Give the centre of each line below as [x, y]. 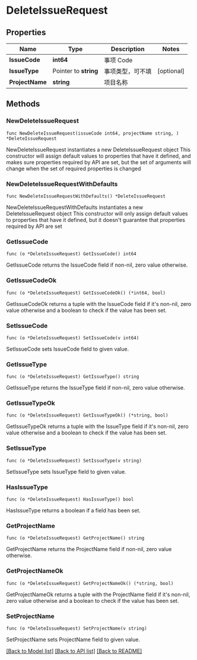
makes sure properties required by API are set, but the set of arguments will [99, 162]
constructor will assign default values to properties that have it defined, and [99, 156]
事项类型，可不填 [128, 71]
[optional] [171, 71]
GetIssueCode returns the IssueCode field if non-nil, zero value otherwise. [97, 265]
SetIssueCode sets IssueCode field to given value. [68, 349]
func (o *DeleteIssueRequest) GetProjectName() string [75, 538]
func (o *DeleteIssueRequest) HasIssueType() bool [70, 500]
